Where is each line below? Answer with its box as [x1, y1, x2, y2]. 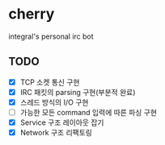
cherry [8, 5, 55, 23]
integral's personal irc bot [8, 31, 95, 41]
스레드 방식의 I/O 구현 [19, 97, 89, 107]
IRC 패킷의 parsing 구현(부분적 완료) [19, 87, 136, 97]
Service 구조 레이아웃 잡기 [19, 118, 104, 127]
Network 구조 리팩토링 [19, 128, 93, 138]
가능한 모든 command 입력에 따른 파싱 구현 [19, 107, 158, 117]
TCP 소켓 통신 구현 [19, 77, 80, 87]
